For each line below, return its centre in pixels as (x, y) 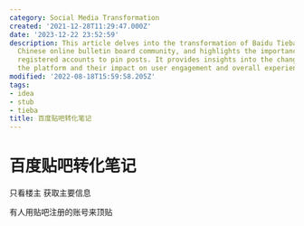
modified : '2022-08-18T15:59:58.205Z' (82, 77)
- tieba (24, 110)
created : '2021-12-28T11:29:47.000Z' (81, 26)
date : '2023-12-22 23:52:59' (64, 34)
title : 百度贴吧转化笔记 (51, 118)
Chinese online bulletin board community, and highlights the (137, 52)
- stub (22, 102)
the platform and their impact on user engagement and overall (139, 69)
